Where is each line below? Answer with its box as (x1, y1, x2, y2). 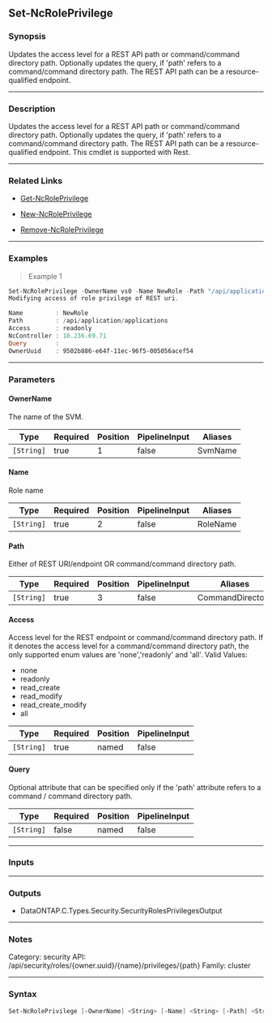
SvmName (197, 445, 237, 456)
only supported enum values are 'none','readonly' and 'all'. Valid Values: (8, 650, 249, 660)
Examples (8, 253, 49, 264)
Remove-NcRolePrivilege (19, 225, 104, 234)
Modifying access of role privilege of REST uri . (8, 294, 180, 303)
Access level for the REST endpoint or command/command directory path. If (8, 633, 264, 643)
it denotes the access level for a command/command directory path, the (8, 641, 249, 651)
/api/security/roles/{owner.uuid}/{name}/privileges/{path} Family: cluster (8, 961, 251, 970)
